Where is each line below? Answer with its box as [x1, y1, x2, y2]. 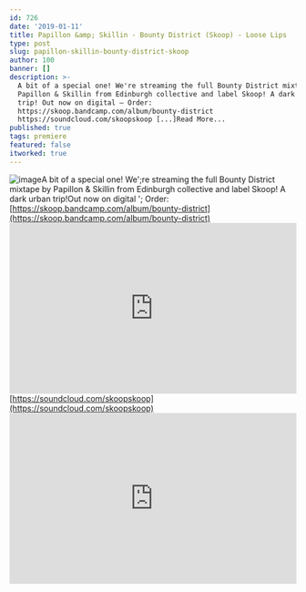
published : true [9, 124, 71, 133]
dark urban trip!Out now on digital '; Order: [9, 193, 169, 204]
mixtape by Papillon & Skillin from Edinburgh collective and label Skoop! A [9, 183, 286, 194]
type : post [9, 38, 51, 48]
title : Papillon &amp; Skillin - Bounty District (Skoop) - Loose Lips [9, 30, 287, 39]
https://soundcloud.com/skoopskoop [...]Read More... [17, 115, 226, 124]
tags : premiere [9, 132, 67, 141]
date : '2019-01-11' [9, 22, 84, 31]
